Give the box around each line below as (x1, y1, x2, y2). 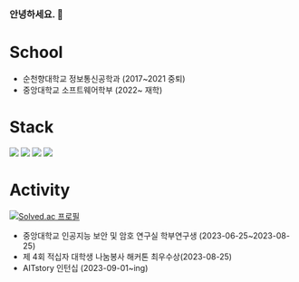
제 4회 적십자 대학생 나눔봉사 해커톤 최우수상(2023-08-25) (22, 251, 233, 262)
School (9, 43, 63, 63)
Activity (9, 180, 71, 200)
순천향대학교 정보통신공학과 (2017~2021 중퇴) (22, 73, 186, 83)
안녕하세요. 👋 (9, 7, 63, 20)
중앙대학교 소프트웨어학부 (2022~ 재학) (22, 84, 163, 95)
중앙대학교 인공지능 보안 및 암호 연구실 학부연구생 (22, 229, 198, 241)
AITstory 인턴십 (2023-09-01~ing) (22, 262, 149, 273)
